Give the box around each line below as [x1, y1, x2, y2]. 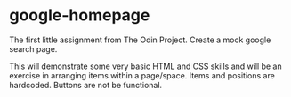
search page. [9, 43, 58, 54]
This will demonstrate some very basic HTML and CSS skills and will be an [9, 61, 282, 71]
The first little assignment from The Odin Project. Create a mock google [9, 34, 271, 45]
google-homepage [9, 5, 150, 26]
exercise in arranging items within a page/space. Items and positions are [9, 70, 276, 80]
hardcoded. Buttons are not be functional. [9, 79, 163, 90]
